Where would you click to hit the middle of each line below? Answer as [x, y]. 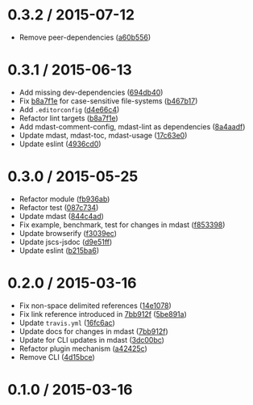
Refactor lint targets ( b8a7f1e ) [68, 118]
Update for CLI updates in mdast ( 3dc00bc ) [91, 340]
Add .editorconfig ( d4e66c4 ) [69, 109]
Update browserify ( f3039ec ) [68, 233]
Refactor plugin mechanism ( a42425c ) [83, 348]
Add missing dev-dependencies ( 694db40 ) [91, 92]
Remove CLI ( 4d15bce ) [57, 356]
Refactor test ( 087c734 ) [59, 207]
